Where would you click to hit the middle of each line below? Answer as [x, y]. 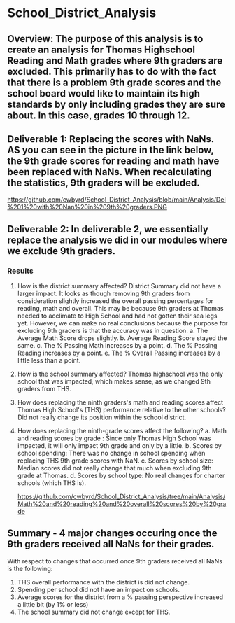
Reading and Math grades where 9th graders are [115, 61]
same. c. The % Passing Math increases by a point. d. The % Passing [117, 346]
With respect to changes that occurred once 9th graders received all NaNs [115, 561]
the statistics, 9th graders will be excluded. [104, 182]
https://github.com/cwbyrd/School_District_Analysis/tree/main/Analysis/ [121, 497]
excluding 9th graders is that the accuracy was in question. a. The [113, 331]
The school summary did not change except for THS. [94, 612]
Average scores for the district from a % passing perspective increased [120, 597]
